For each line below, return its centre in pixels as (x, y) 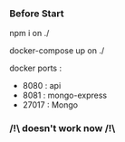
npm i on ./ (29, 33)
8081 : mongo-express (64, 95)
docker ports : (35, 68)
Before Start (37, 14)
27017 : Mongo (50, 105)
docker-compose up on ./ (57, 51)
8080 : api (42, 86)
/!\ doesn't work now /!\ (62, 128)
